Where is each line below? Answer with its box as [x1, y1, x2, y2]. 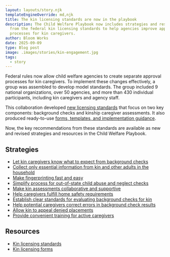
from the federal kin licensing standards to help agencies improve [10, 26, 157, 31]
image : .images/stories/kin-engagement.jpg [5, 50, 99, 55]
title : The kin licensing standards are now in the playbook [5, 17, 137, 22]
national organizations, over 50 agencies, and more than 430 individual [5, 89, 153, 95]
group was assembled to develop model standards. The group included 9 [5, 84, 158, 90]
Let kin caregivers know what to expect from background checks [12, 159, 148, 165]
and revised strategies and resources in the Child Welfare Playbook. [5, 130, 147, 137]
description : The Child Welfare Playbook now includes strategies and [5, 21, 157, 27]
